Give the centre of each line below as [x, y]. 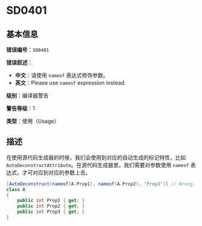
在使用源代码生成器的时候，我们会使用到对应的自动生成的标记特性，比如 [96, 157]
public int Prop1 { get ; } [51, 201]
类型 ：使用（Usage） [33, 121]
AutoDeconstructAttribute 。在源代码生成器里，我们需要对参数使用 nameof [98, 165]
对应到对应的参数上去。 [62, 173]
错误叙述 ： [20, 63]
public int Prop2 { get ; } [51, 206]
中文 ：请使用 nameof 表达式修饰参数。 [62, 75]
